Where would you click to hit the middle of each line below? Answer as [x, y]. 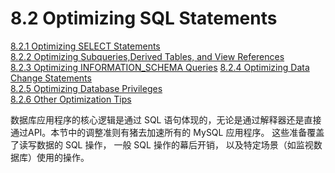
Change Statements [51, 78]
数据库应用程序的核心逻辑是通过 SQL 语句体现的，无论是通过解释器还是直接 [166, 119]
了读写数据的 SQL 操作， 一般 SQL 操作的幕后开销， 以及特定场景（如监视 [162, 144]
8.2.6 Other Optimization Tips [71, 99]
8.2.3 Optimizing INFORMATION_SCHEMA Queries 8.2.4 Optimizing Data [160, 67]
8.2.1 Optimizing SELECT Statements [85, 46]
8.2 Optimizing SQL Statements [144, 18]
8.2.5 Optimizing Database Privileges [86, 88]
